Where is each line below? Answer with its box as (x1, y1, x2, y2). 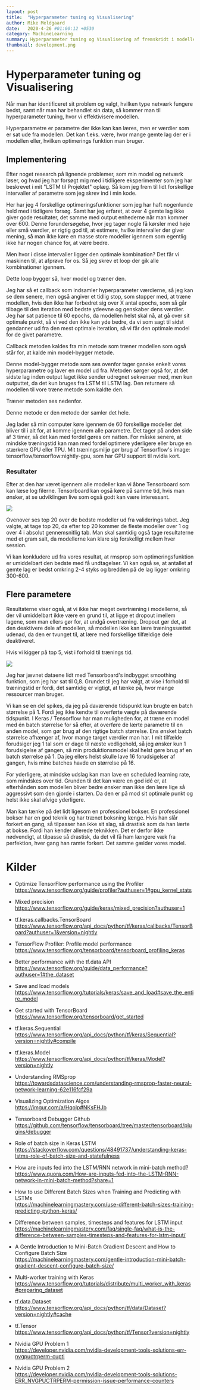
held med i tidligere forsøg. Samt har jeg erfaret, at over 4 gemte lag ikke (6, 207, 185, 214)
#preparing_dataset (14, 1286, 64, 1293)
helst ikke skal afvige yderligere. (6, 796, 86, 803)
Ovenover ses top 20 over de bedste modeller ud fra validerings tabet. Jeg (6, 516, 189, 523)
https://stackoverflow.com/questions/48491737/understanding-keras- (14, 1146, 187, 1153)
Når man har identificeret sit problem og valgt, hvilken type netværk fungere (6, 100, 193, 108)
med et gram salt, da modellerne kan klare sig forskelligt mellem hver (6, 535, 176, 542)
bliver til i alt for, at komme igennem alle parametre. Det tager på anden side (6, 426, 192, 434)
